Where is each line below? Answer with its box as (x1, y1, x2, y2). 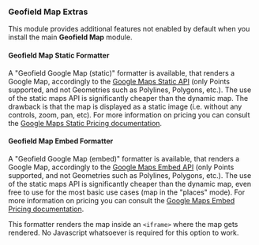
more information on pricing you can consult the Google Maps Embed (8, 195, 235, 205)
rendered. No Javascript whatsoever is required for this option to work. (8, 228, 239, 237)
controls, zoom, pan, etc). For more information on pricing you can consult (8, 110, 250, 120)
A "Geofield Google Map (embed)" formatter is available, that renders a (8, 154, 240, 163)
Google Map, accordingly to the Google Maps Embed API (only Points (8, 162, 235, 172)
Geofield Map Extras (8, 6, 88, 17)
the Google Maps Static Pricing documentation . (8, 118, 163, 128)
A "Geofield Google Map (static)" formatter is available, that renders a (8, 68, 235, 77)
